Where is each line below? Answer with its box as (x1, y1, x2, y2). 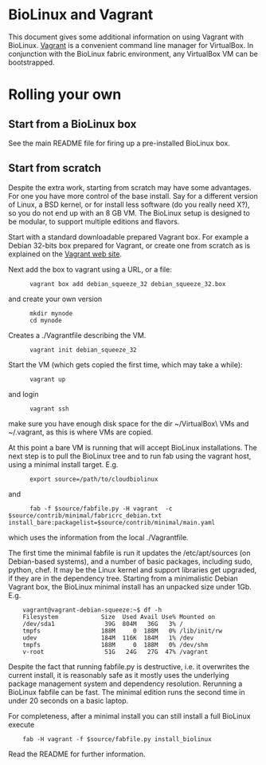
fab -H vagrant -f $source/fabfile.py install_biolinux (22, 735, 213, 743)
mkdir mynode (29, 309, 73, 317)
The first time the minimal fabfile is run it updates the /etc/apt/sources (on (8, 548, 251, 557)
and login (8, 389, 39, 398)
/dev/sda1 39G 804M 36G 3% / (22, 620, 183, 628)
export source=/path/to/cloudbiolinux (29, 475, 158, 483)
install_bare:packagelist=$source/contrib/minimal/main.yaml (8, 518, 216, 526)
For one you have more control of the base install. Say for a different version (8, 191, 259, 200)
